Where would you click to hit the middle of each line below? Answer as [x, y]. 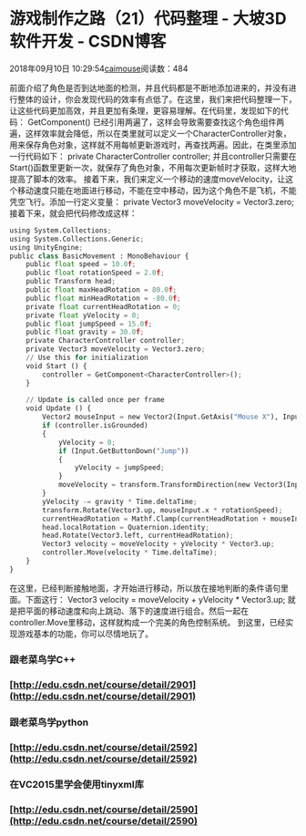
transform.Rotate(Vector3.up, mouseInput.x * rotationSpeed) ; [163, 510]
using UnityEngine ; [46, 247]
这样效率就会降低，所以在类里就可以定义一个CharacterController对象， [158, 133]
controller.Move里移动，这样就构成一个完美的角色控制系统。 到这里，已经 [148, 622]
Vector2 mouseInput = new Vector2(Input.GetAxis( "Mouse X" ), [161, 417]
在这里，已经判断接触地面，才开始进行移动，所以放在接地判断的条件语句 [145, 588]
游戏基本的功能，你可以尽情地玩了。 [85, 634]
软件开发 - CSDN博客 [88, 41]
